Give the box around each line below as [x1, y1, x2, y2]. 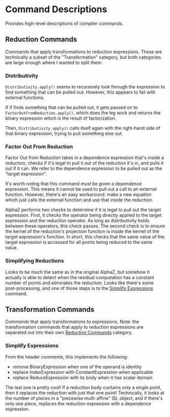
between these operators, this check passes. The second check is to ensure [5, 223, 165, 229]
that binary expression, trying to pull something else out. [5, 131, 123, 137]
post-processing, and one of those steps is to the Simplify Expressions [5, 285, 153, 291]
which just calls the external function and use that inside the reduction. [5, 197, 154, 203]
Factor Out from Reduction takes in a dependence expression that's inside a [5, 155, 164, 161]
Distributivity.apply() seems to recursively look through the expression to [5, 84, 165, 90]
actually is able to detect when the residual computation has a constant [5, 274, 154, 280]
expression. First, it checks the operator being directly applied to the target [5, 212, 162, 218]
